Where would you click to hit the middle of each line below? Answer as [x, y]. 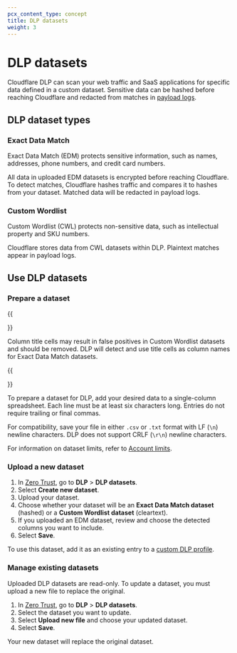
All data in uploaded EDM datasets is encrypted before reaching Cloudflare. [118, 177]
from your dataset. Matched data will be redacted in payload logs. [104, 192]
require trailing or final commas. [54, 413]
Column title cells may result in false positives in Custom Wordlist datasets [116, 341]
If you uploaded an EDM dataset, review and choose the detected [114, 520]
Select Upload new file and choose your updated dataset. [102, 620]
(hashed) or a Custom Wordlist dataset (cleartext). [93, 513]
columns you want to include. [61, 528]
